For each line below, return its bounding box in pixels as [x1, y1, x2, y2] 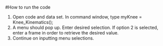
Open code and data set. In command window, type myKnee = [12, 14, 142, 19]
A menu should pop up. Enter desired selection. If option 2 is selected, [12, 24, 158, 30]
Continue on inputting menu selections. [12, 35, 94, 41]
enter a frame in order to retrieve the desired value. [12, 30, 119, 35]
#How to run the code [5, 4, 51, 10]
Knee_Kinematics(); [12, 19, 54, 25]
